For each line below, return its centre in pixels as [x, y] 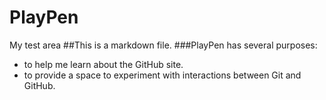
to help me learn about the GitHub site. [103, 64]
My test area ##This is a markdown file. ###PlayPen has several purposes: [163, 45]
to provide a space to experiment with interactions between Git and [162, 75]
